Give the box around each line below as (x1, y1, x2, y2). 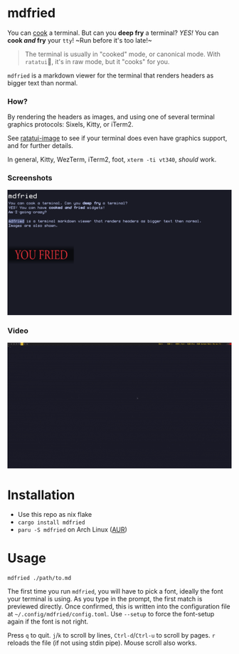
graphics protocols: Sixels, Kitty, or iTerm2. (7, 120, 134, 129)
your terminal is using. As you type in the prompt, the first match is (7, 595, 203, 604)
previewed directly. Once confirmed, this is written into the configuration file (7, 602, 231, 611)
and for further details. (7, 141, 73, 150)
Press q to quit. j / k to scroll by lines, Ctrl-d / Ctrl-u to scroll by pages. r (7, 631, 216, 640)
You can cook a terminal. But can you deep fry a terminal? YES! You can (7, 28, 219, 37)
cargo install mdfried (17, 519, 85, 527)
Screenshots (7, 173, 53, 183)
